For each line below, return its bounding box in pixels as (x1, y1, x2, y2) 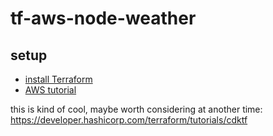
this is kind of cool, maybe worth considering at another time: (10, 103, 263, 115)
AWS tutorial (24, 84, 77, 96)
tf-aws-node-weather (10, 7, 197, 30)
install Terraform (24, 73, 93, 85)
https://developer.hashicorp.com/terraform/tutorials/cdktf (10, 114, 248, 126)
